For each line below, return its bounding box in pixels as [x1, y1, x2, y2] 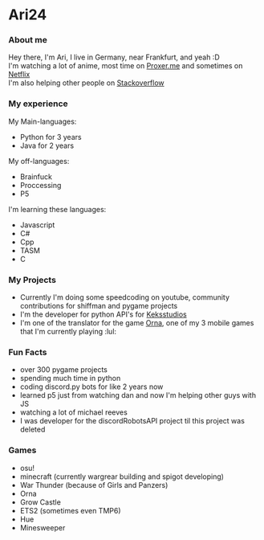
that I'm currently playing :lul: [19, 327, 117, 337]
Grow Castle [19, 497, 62, 507]
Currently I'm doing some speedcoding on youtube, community [19, 292, 230, 302]
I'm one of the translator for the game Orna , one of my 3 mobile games [19, 318, 254, 328]
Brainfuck [19, 171, 52, 182]
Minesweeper [19, 522, 66, 532]
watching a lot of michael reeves [19, 407, 128, 417]
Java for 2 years [19, 141, 75, 150]
